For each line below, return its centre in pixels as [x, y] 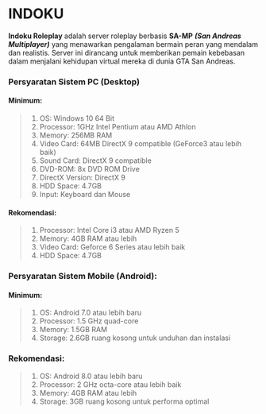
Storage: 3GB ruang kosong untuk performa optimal [124, 401]
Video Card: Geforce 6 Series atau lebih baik [112, 247]
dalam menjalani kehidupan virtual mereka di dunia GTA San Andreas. [122, 61]
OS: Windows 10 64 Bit [77, 118]
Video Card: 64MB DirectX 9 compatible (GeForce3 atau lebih [141, 144]
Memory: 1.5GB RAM [73, 330]
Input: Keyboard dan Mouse [85, 195]
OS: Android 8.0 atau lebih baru [91, 376]
